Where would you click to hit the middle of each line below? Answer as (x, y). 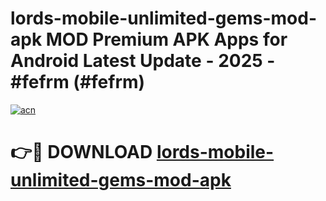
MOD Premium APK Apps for (166, 39)
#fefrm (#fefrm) (78, 82)
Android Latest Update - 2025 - (143, 61)
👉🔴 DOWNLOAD (81, 152)
